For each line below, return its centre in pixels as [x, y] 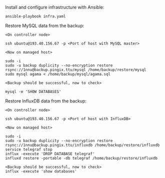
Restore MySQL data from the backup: [45, 25]
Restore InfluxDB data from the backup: [46, 101]
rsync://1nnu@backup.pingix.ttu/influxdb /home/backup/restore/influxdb [82, 145]
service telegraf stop [29, 149]
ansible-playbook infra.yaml [35, 16]
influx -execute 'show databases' [41, 171]
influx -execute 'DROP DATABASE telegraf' [50, 154]
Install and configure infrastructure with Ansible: [55, 7]
